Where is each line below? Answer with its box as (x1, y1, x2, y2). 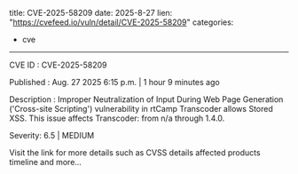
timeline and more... (9, 157, 82, 167)
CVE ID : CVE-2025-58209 (9, 59, 107, 70)
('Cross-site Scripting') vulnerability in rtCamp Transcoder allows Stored (9, 104, 273, 114)
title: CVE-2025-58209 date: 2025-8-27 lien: (9, 8, 173, 18)
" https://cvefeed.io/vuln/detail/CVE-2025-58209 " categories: (9, 17, 234, 28)
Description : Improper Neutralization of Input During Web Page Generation (9, 94, 284, 105)
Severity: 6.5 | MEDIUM (9, 130, 95, 140)
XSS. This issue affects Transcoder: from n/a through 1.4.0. (9, 113, 225, 123)
